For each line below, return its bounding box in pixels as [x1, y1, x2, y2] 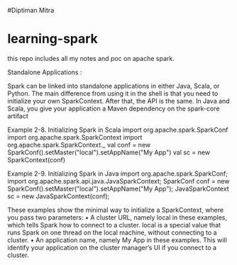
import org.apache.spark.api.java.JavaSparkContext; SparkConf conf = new [7, 176, 230, 185]
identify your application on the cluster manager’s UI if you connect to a [7, 243, 217, 252]
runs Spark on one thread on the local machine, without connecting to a [7, 228, 218, 237]
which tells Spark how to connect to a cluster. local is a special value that [7, 220, 221, 229]
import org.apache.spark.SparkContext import [7, 132, 143, 141]
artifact [7, 111, 28, 120]
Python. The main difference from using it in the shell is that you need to [7, 89, 219, 98]
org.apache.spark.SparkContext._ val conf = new [7, 140, 151, 149]
